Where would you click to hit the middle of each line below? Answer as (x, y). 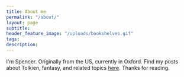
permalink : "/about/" (33, 17)
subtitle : (18, 28)
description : (22, 45)
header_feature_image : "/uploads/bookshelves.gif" (70, 34)
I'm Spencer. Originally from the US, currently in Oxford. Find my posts (92, 61)
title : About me (26, 12)
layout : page (22, 23)
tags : (13, 39)
